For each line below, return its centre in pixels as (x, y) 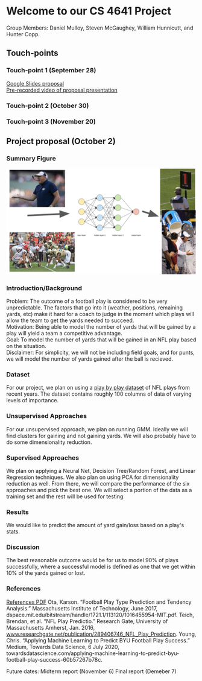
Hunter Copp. (23, 34)
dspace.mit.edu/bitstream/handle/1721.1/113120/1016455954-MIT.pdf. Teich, (100, 615)
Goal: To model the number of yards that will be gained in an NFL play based (101, 340)
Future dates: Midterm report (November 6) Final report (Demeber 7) (91, 671)
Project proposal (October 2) (61, 141)
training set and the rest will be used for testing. (66, 496)
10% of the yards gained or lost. (46, 573)
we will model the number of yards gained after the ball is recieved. (90, 359)
